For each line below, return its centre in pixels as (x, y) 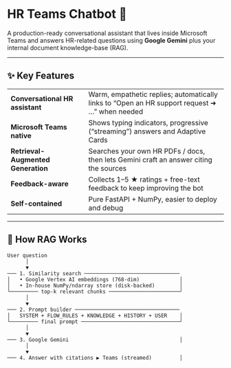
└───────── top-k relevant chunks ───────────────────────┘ (95, 292)
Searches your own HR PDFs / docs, (147, 151)
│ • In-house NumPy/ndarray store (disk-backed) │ (95, 285)
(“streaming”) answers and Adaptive (147, 131)
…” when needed (115, 111)
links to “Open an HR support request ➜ (152, 102)
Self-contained (36, 204)
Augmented (30, 160)
